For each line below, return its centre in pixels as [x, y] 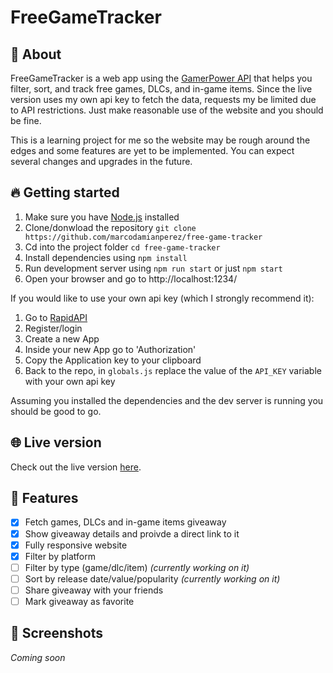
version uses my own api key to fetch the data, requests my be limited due [163, 99]
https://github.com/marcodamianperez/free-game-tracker [143, 237]
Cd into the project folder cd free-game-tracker [122, 247]
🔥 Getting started [65, 192]
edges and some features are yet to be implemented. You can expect [152, 150]
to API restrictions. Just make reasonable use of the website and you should [167, 110]
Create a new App [62, 338]
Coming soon [38, 657]
